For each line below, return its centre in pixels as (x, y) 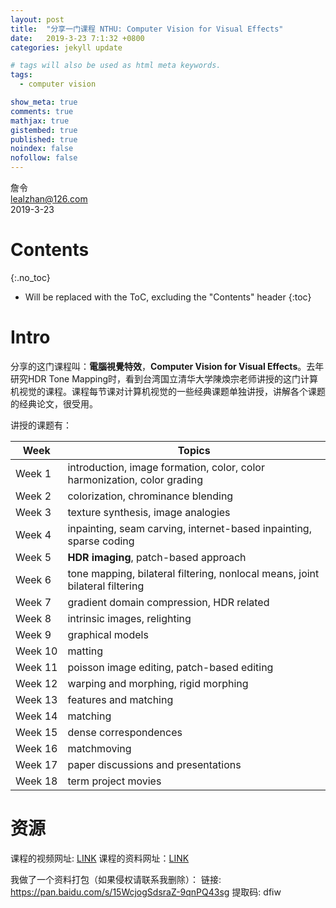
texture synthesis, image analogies (149, 512)
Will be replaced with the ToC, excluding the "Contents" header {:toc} (168, 297)
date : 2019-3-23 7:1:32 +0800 (77, 38)
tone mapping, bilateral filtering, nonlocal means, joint (193, 573)
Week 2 (33, 496)
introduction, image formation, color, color (166, 467)
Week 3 (33, 512)
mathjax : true (40, 121)
